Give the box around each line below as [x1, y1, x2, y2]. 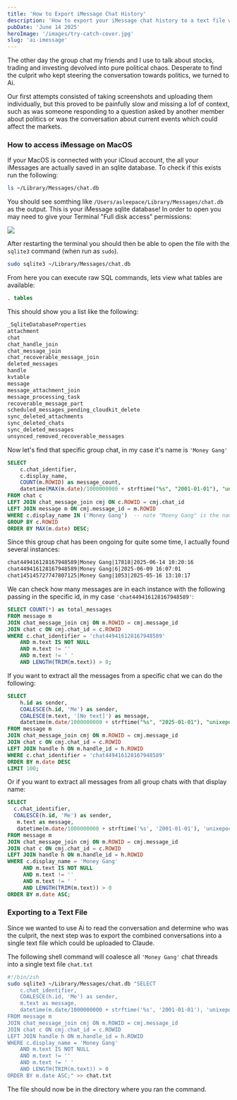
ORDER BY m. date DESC [7, 758, 71, 766]
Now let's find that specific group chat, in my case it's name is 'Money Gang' [7, 445, 228, 454]
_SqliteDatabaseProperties [7, 321, 87, 329]
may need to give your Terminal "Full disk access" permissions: [7, 213, 192, 221]
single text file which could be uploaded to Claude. [7, 938, 155, 947]
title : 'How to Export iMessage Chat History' [7, 10, 147, 18]
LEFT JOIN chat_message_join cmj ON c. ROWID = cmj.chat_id [7, 499, 185, 506]
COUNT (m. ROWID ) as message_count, [20, 479, 121, 486]
